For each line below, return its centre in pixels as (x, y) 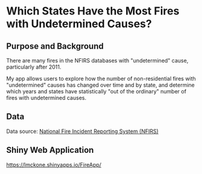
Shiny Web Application (50, 150)
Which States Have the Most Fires (93, 11)
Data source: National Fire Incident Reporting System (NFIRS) (82, 131)
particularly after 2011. (34, 67)
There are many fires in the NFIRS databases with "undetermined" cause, (97, 61)
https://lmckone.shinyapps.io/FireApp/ (54, 164)
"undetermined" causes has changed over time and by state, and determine (100, 85)
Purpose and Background (55, 46)
